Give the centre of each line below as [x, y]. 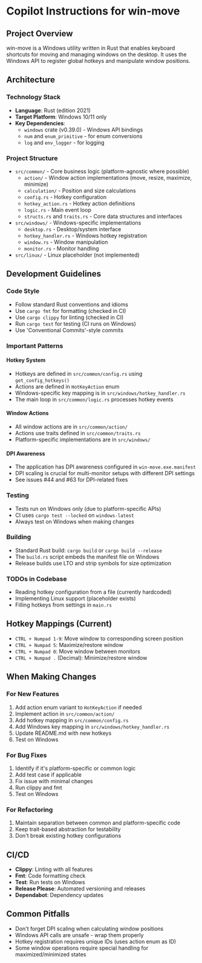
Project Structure [32, 158]
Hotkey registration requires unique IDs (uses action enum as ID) [96, 941]
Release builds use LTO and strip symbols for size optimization [93, 563]
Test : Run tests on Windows [50, 882]
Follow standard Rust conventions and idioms [72, 304]
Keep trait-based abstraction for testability [68, 829]
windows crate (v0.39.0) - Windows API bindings [83, 130]
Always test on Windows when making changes [74, 521]
